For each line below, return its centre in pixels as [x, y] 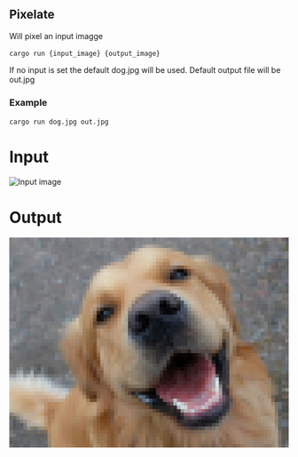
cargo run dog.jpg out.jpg [59, 122]
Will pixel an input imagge [56, 36]
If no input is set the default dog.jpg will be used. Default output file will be [145, 69]
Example [28, 102]
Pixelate [32, 15]
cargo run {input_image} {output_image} [85, 53]
